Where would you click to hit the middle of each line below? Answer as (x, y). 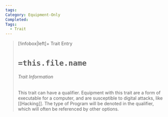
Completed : (17, 19)
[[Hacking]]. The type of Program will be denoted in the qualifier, (86, 103)
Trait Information (35, 77)
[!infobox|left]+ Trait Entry (45, 43)
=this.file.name (52, 63)
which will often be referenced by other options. (68, 109)
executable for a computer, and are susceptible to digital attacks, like (90, 98)
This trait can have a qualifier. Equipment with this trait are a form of (89, 92)
